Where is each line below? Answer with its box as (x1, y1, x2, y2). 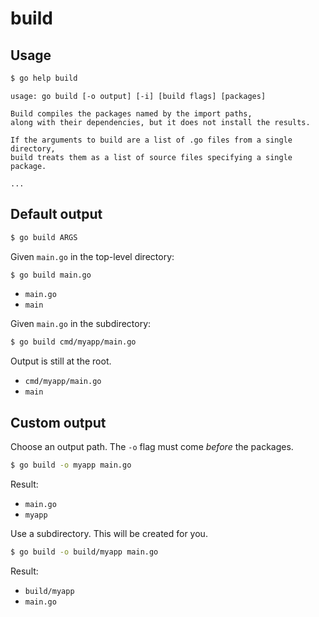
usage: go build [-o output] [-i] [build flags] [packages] (10, 91, 267, 101)
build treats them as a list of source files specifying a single (10, 152, 293, 162)
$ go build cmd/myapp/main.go (10, 337, 137, 347)
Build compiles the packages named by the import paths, (10, 108, 253, 119)
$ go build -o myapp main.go (10, 460, 132, 471)
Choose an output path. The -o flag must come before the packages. (10, 441, 294, 453)
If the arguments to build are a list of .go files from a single (10, 135, 293, 145)
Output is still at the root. (10, 355, 112, 367)
